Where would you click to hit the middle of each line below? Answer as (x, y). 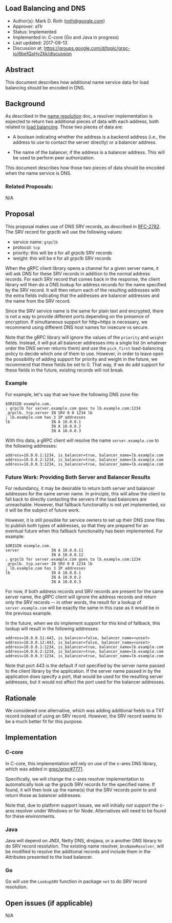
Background (25, 104)
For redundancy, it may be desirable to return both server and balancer (80, 488)
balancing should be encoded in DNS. (45, 87)
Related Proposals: (29, 187)
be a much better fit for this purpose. (44, 721)
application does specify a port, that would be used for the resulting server (84, 677)
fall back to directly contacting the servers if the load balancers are (76, 499)
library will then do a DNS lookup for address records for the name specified (86, 284)
